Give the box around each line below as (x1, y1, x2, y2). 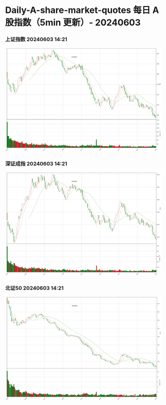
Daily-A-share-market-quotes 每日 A (5, 4, 160, 16)
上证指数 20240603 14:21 (5, 36, 67, 43)
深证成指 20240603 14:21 (5, 160, 67, 167)
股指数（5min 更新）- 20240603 (5, 17, 141, 28)
